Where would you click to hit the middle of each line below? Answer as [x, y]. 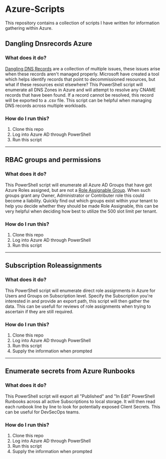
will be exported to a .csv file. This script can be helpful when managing [78, 100]
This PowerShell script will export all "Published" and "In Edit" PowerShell [80, 396]
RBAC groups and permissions [53, 160]
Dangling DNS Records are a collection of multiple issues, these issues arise [83, 68]
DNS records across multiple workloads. [46, 106]
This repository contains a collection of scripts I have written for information [82, 23]
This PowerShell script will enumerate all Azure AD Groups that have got [79, 185]
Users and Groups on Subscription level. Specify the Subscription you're [79, 295]
